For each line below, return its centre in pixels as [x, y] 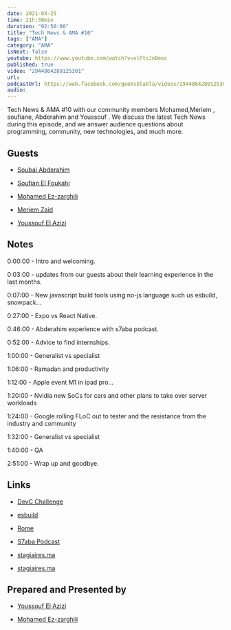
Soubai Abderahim [43, 170]
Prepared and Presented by [67, 589]
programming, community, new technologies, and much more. [95, 132]
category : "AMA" [30, 45]
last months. [25, 282]
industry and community [42, 423]
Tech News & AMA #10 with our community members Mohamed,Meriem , [111, 110]
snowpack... [24, 302]
